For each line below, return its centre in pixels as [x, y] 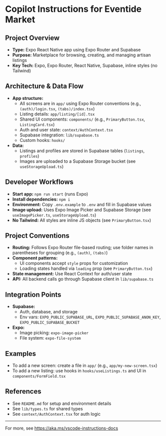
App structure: [28, 98]
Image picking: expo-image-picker [54, 333]
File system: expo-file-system [50, 338]
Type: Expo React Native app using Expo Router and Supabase [76, 50]
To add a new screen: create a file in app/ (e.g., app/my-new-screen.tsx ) [85, 366]
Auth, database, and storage [49, 312]
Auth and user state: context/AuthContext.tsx [66, 130]
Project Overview [32, 38]
